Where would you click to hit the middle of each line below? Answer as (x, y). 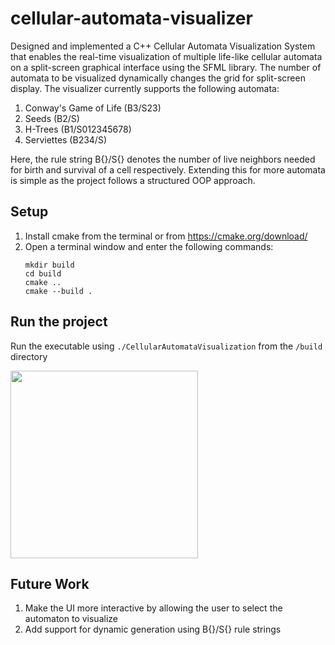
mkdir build (49, 265)
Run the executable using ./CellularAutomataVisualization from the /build (166, 346)
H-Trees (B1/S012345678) (78, 129)
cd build (43, 273)
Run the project (59, 322)
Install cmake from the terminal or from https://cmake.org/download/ (166, 236)
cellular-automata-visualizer (131, 18)
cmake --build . (58, 291)
